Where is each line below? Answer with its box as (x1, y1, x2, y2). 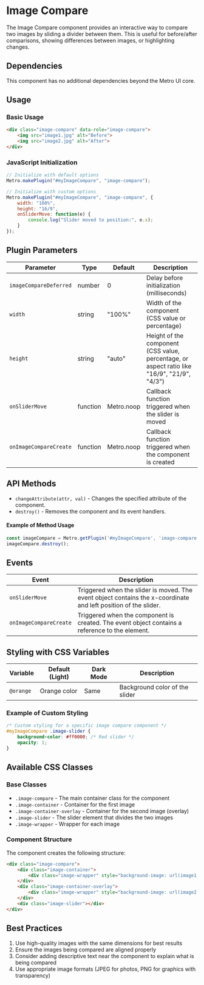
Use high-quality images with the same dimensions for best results (15, 939, 183, 947)
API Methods (6, 479, 56, 489)
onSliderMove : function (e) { (17, 211, 91, 217)
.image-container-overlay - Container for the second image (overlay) (15, 807, 189, 814)
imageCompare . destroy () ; (6, 540, 69, 547)
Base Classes (6, 780, 47, 789)
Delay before (146, 274, 183, 282)
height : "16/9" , (17, 205, 59, 212)
